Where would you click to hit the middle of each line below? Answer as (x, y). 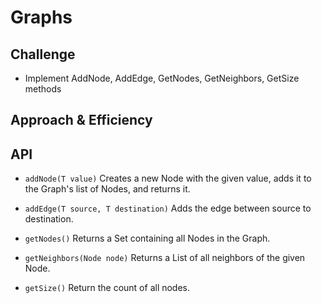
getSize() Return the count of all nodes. (107, 288)
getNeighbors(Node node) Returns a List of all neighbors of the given (165, 258)
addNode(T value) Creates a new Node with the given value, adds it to (168, 178)
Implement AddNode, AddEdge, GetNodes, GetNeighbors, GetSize (162, 78)
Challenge (43, 54)
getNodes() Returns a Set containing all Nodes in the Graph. (147, 238)
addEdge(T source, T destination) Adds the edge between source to (168, 208)
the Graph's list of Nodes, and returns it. (107, 189)
